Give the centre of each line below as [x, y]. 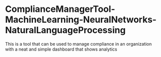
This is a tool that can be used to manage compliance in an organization [79, 44]
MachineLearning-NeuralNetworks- [81, 20]
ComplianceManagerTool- [60, 9]
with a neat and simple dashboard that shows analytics [61, 49]
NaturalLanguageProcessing [65, 30]
